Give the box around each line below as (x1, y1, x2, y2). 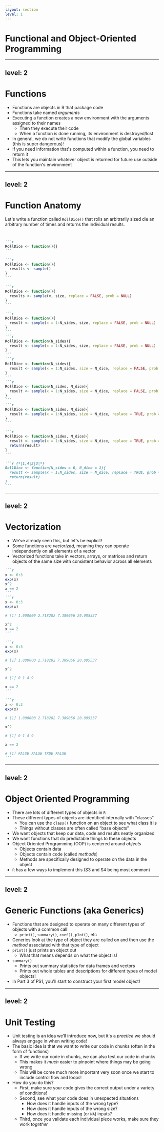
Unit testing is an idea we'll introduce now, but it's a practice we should (12, 1033, 156, 1039)
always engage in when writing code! (12, 1038, 87, 1044)
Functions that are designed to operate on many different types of (12, 921, 145, 927)
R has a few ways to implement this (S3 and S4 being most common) (12, 867, 150, 873)
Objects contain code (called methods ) (19, 851, 98, 857)
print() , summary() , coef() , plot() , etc (19, 932, 97, 938)
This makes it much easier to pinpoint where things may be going (19, 1059, 151, 1065)
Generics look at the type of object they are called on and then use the (12, 937, 155, 943)
